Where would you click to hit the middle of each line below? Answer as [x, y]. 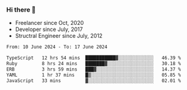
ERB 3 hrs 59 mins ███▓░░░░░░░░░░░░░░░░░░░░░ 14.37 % [94, 69]
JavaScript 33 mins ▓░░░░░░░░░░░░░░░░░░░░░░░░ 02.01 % [94, 81]
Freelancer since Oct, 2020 [49, 23]
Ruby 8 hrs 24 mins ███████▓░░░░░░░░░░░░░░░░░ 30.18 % [94, 64]
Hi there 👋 [21, 10]
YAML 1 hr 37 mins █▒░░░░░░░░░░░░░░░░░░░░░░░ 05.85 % [94, 75]
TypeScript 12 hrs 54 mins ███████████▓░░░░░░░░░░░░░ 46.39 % [94, 58]
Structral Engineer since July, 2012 [59, 36]
